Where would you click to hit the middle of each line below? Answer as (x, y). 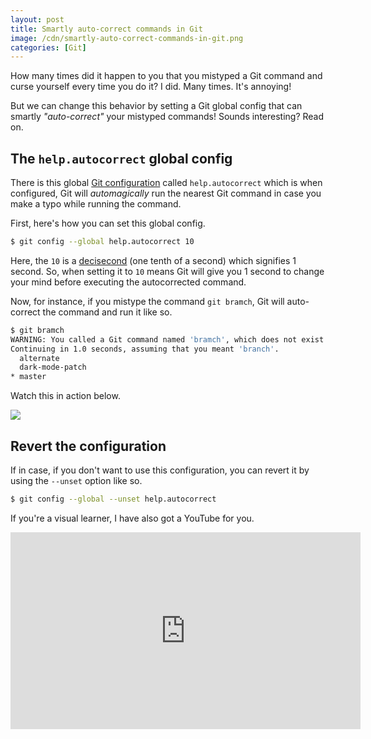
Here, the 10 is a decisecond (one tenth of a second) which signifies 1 (153, 260)
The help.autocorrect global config (121, 158)
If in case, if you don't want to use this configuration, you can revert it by (160, 470)
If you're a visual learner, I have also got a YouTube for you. (132, 518)
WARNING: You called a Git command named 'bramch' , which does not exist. (169, 339)
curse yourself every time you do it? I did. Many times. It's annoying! (151, 87)
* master (28, 377)
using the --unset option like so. (76, 480)
